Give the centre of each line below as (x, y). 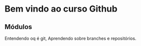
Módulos (18, 27)
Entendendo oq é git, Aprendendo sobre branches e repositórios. (70, 38)
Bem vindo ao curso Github (61, 9)
